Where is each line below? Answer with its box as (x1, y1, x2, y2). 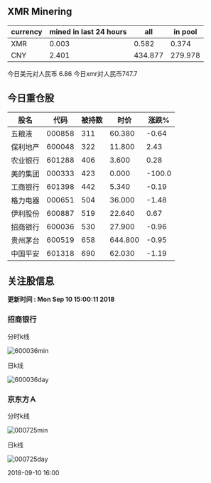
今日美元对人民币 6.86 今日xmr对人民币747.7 (7, 69, 138, 77)
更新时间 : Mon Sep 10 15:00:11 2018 (7, 295, 115, 304)
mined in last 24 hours (49, 26, 127, 36)
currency (11, 26, 43, 36)
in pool (173, 26, 198, 36)
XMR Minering (7, 6, 72, 18)
